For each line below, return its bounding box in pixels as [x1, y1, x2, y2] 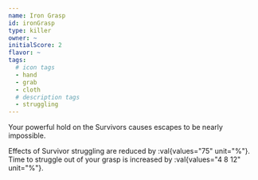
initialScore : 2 [8, 41, 62, 49]
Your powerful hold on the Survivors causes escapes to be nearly [8, 123, 223, 132]
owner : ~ [8, 33, 37, 42]
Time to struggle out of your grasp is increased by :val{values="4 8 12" [8, 155, 241, 164]
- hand [15, 71, 37, 79]
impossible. [8, 131, 46, 140]
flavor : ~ [8, 49, 41, 57]
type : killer [8, 26, 52, 34]
